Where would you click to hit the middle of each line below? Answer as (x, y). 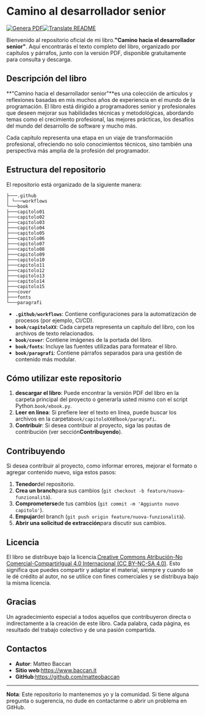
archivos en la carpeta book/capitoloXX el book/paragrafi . (86, 419)
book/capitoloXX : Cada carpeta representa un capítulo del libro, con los (105, 327)
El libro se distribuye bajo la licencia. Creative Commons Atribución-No (95, 557)
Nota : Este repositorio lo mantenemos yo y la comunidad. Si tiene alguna (98, 694)
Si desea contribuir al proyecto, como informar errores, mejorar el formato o (102, 466)
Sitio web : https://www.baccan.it (56, 670)
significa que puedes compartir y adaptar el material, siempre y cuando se (100, 570)
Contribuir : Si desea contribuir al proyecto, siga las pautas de (93, 425)
